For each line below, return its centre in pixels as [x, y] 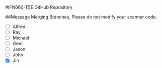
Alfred [19, 26]
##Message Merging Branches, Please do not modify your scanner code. [81, 17]
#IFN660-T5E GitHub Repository [39, 7]
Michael [21, 38]
